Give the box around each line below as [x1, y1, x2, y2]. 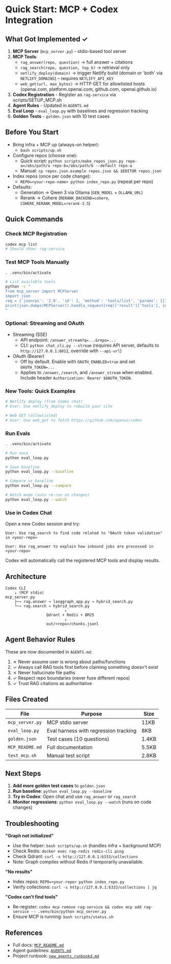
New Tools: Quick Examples [5, 387, 76, 395]
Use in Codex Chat [5, 509, 52, 516]
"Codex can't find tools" [5, 894, 58, 900]
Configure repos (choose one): [12, 152, 78, 159]
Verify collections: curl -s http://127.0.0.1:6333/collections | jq [12, 884, 157, 890]
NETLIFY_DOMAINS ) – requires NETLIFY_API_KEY [20, 75, 114, 81]
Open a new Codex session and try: [5, 521, 80, 527]
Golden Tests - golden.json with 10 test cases [12, 113, 110, 119]
